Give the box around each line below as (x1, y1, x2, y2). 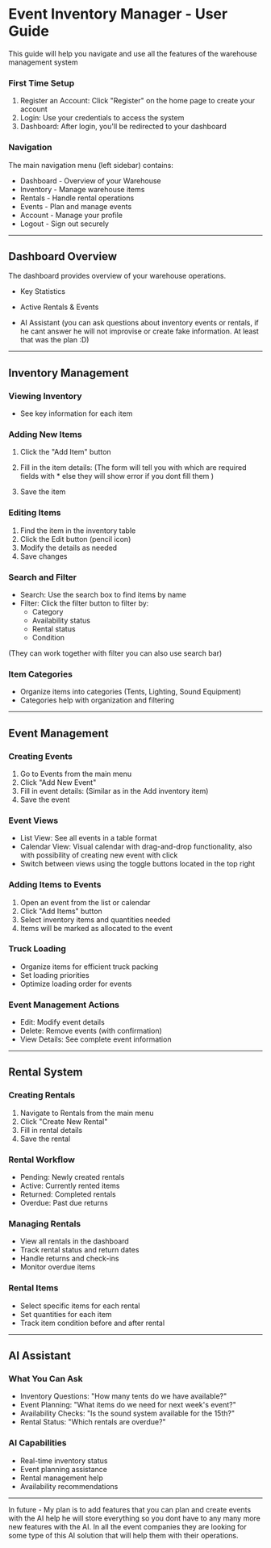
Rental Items (8, 1282, 59, 1294)
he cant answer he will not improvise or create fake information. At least (19, 326, 260, 336)
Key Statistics (19, 287, 66, 296)
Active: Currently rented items (19, 1181, 120, 1191)
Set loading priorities (19, 970, 90, 980)
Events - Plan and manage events (19, 201, 132, 211)
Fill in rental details (19, 1125, 83, 1135)
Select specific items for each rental (19, 1301, 140, 1311)
